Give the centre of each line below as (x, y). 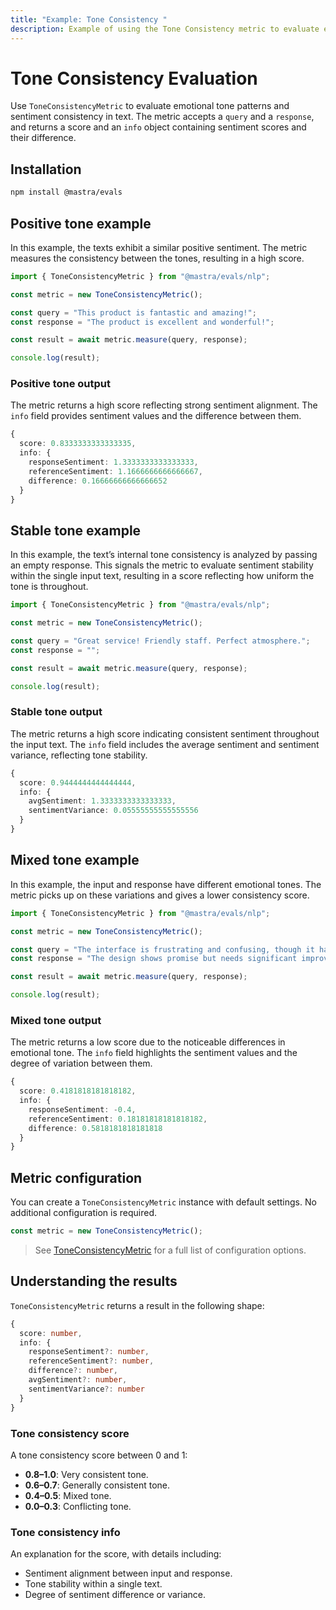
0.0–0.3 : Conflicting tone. (78, 1506)
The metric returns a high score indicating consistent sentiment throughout (165, 733)
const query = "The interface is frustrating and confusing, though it (162, 949)
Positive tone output (61, 384)
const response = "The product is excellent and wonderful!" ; (142, 322)
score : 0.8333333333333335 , (78, 444)
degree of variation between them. (81, 1063)
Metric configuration (76, 1177)
